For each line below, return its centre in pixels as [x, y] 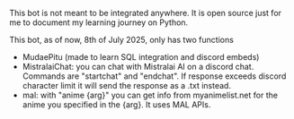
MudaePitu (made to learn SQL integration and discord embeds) [141, 57]
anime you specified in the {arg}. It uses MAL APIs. [116, 105]
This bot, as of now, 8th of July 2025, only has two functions [121, 40]
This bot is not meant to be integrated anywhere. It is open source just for [145, 13]
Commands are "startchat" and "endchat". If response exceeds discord [154, 76]
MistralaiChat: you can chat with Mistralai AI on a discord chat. [138, 67]
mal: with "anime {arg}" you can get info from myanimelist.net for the [150, 95]
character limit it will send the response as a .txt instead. [127, 85]
